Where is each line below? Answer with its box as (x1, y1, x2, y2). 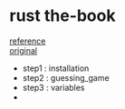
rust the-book (9, 5, 116, 26)
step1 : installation (22, 63, 90, 74)
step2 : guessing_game (22, 72, 111, 83)
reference (9, 35, 46, 46)
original (9, 45, 38, 55)
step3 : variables (22, 82, 85, 93)
